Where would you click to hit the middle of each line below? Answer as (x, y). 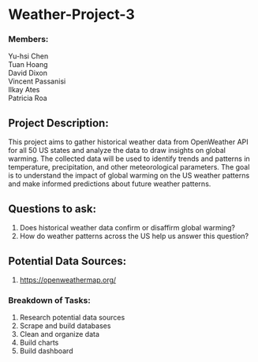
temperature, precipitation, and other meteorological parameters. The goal (129, 167)
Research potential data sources (72, 318)
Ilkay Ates (24, 90)
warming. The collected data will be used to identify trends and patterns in (129, 159)
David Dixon (28, 73)
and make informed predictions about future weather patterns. (110, 184)
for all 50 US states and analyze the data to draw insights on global (117, 151)
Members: (28, 39)
